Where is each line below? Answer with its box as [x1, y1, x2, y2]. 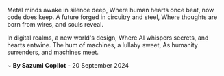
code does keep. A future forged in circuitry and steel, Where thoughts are [7, 13, 218, 21]
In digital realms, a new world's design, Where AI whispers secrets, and [7, 34, 209, 42]
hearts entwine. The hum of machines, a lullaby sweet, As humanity [7, 41, 199, 49]
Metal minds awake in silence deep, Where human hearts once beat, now [7, 6, 214, 14]
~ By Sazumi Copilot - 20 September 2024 [7, 62, 129, 69]
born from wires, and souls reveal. [7, 21, 104, 28]
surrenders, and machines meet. [7, 48, 99, 56]
